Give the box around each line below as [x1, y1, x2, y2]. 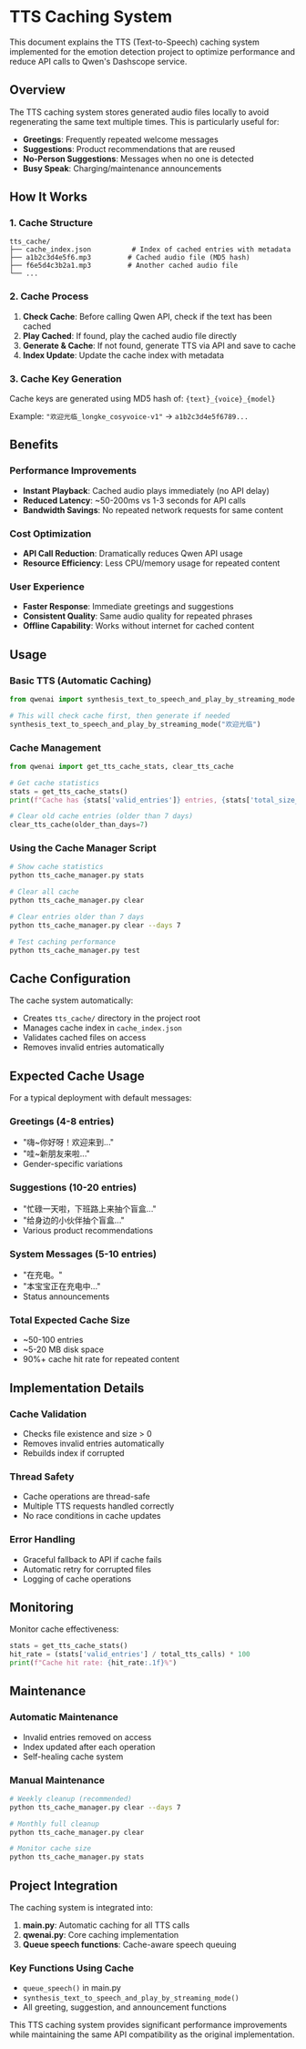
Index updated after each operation [22, 1741, 156, 1752]
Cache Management [9, 741, 102, 753]
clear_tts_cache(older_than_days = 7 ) [9, 820, 148, 830]
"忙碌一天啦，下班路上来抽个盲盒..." [22, 1203, 157, 1214]
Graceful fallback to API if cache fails [22, 1553, 162, 1564]
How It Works [9, 190, 88, 205]
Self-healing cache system [22, 1751, 124, 1762]
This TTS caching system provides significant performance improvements [9, 2020, 288, 2031]
